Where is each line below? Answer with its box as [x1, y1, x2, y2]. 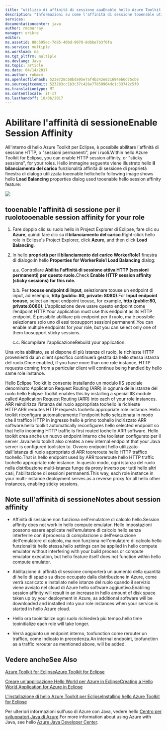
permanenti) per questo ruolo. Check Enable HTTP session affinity [12, 272, 152, 278]
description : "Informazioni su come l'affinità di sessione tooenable [5, 12, 155, 17]
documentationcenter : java [5, 21, 61, 26]
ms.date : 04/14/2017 [5, 68, 48, 73]
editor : [5, 35, 21, 40]
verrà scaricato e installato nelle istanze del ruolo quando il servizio [12, 579, 151, 585]
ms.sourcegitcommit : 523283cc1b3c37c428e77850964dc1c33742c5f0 [5, 81, 139, 86]
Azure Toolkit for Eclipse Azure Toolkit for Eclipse [5, 669, 105, 675]
